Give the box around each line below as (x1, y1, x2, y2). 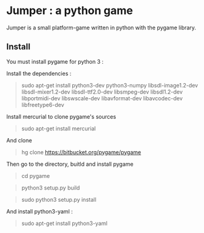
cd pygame (21, 172, 50, 179)
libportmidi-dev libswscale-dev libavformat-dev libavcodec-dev (21, 94, 183, 102)
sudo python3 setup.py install (21, 196, 97, 203)
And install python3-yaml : (6, 207, 73, 215)
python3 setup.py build (21, 184, 80, 191)
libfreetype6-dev (21, 101, 64, 108)
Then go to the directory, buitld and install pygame (6, 160, 134, 168)
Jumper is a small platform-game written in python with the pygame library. (6, 24, 197, 31)
